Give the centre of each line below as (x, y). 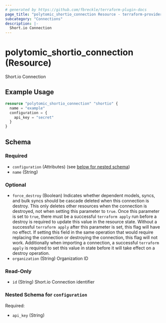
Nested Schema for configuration (46, 295)
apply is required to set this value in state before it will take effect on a (83, 248)
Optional (16, 185)
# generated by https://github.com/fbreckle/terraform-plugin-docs (76, 10)
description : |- (22, 23)
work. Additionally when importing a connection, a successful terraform (86, 243)
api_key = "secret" (34, 117)
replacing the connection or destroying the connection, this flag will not (85, 238)
